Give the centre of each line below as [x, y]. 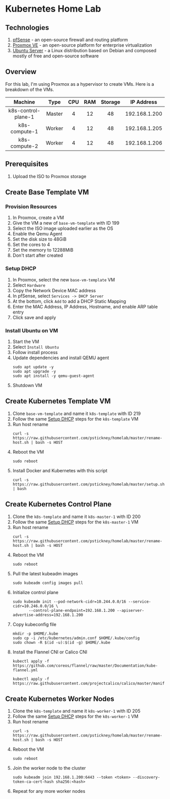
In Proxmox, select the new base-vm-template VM [64, 280]
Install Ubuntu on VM [32, 330]
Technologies [27, 28]
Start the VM [26, 341]
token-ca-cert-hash [33, 782]
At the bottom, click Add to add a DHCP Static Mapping [69, 301]
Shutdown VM [27, 385]
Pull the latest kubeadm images [45, 573]
